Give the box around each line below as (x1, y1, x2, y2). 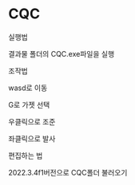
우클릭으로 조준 (8, 116, 56, 126)
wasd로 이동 (8, 83, 48, 92)
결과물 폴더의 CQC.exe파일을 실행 (8, 49, 115, 58)
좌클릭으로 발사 (8, 133, 56, 144)
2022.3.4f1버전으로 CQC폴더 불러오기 (8, 167, 128, 177)
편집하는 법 (8, 151, 43, 160)
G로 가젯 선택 (8, 100, 50, 109)
